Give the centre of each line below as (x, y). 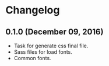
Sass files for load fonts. (43, 52)
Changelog (33, 10)
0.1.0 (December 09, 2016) (54, 32)
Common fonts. (32, 58)
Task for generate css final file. (51, 46)
